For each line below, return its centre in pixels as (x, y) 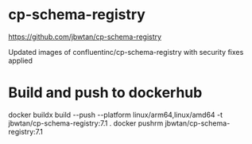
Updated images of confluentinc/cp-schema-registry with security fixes (126, 52)
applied (21, 60)
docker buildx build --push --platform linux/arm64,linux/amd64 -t (116, 115)
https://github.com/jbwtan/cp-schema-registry (85, 37)
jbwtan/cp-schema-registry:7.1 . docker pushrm (86, 123)
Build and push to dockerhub (105, 93)
